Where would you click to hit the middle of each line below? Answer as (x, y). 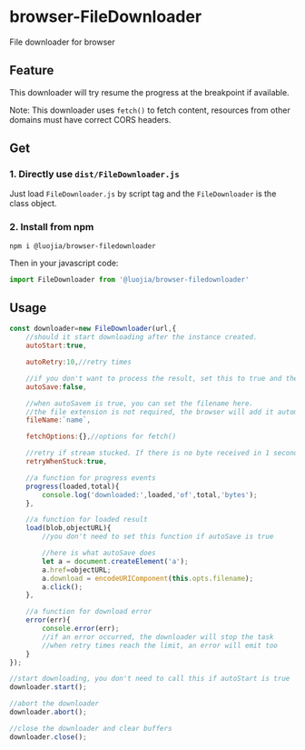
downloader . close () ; (49, 737)
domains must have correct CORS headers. (90, 119)
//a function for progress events (91, 478)
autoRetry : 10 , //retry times (79, 362)
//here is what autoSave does (99, 553)
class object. (33, 204)
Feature (32, 70)
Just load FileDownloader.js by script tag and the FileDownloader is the (143, 194)
